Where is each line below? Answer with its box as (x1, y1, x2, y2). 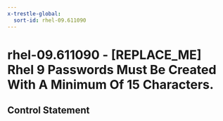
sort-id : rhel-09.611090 (13, 17, 87, 24)
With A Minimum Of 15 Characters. (7, 76, 215, 92)
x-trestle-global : (7, 10, 61, 17)
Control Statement (7, 104, 90, 116)
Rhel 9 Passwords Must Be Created (7, 62, 217, 78)
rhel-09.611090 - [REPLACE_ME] (7, 47, 202, 63)
